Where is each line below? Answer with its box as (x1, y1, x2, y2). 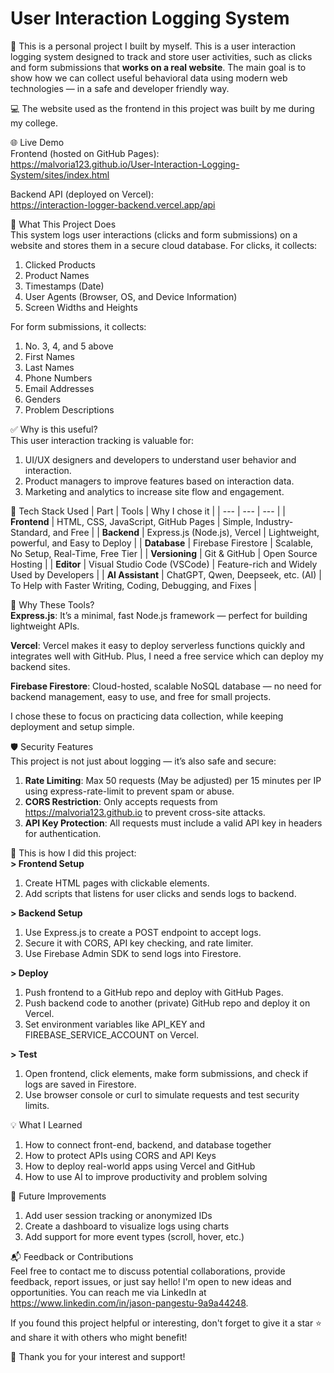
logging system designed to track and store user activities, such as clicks (10, 50, 313, 62)
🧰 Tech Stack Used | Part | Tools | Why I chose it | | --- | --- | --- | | (10, 505, 286, 517)
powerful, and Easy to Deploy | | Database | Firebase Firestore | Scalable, (10, 537, 314, 549)
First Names (24, 350, 75, 362)
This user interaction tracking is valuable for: (10, 434, 195, 446)
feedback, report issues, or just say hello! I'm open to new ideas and (10, 1275, 292, 1287)
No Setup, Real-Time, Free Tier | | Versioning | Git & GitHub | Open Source (10, 547, 318, 559)
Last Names (24, 361, 75, 373)
